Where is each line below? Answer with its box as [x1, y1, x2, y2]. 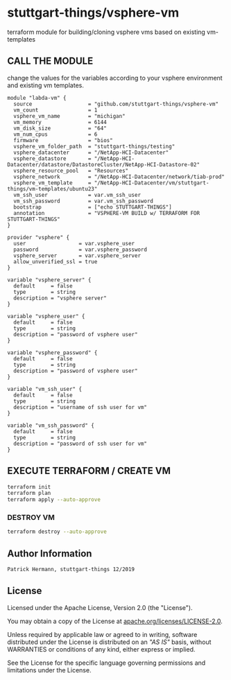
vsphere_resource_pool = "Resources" [13, 167, 129, 174]
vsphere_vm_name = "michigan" [13, 112, 126, 119]
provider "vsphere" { [7, 234, 70, 241]
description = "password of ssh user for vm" [13, 440, 148, 447]
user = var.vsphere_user [13, 240, 135, 247]
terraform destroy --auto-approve [7, 528, 108, 535]
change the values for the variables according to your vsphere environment [7, 73, 223, 82]
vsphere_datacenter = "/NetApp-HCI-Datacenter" [13, 149, 169, 156]
